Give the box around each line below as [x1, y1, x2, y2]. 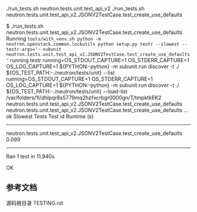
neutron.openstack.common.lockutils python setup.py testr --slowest [6, 41, 180, 47]
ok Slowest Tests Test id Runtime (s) [6, 113, 94, 120]
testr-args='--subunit [6, 46, 62, 52]
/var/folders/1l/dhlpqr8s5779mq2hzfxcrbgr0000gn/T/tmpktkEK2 [6, 94, 162, 101]
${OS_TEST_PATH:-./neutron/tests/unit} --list [6, 69, 116, 76]
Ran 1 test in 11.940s [6, 153, 55, 160]
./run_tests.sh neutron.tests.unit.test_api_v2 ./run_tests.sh [6, 5, 145, 12]
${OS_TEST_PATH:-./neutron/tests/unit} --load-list [6, 88, 128, 95]
